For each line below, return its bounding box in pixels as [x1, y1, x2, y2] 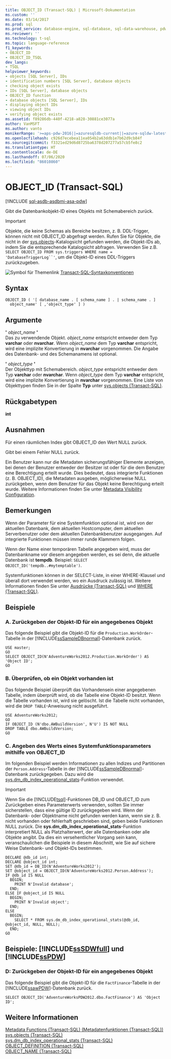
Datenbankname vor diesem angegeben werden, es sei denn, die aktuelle [5, 551, 160, 558]
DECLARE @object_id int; [5, 859, 58, 865]
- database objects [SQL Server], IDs [5, 97, 88, 103]
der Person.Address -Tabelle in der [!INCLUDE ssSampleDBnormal [5, 766, 141, 772]
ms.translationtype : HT [5, 145, 56, 150]
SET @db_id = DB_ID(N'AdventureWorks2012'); [5, 864, 101, 869]
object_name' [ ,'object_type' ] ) [10, 302, 85, 307]
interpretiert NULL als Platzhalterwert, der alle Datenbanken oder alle [5, 828, 150, 835]
